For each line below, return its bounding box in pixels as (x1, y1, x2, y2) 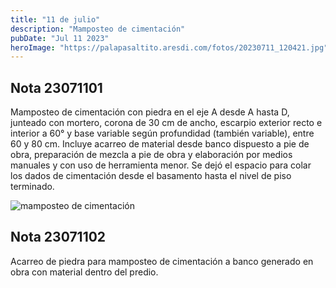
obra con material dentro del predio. (10, 266, 159, 278)
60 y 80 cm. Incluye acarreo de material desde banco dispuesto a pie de (10, 138, 310, 150)
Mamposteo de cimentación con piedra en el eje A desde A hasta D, (10, 106, 290, 118)
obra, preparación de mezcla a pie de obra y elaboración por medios (10, 149, 293, 161)
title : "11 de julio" (10, 14, 101, 25)
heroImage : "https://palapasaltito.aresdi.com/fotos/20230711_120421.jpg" (10, 42, 329, 53)
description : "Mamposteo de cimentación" (10, 24, 186, 34)
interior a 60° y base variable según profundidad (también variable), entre (10, 127, 315, 140)
